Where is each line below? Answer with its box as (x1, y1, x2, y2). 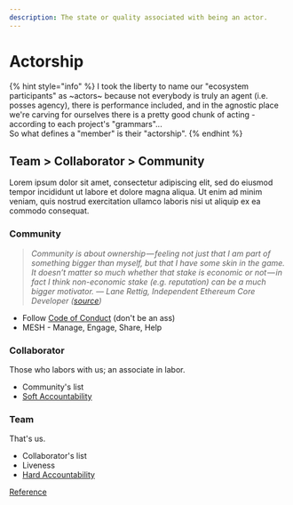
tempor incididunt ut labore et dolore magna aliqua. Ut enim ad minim (9, 187, 263, 197)
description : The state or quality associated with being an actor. (9, 12, 268, 22)
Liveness (21, 460, 56, 471)
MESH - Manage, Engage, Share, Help (21, 322, 162, 333)
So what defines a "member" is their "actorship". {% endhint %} (9, 128, 243, 139)
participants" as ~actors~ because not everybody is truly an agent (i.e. (9, 90, 269, 100)
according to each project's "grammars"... (9, 118, 162, 129)
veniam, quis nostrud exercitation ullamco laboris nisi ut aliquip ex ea (9, 196, 261, 207)
